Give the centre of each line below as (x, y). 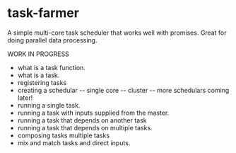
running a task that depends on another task (82, 120)
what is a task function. (52, 67)
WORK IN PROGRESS (38, 54)
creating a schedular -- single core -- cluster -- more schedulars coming (123, 90)
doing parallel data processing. (52, 40)
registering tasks (42, 82)
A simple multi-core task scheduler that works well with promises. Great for (117, 33)
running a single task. (49, 105)
